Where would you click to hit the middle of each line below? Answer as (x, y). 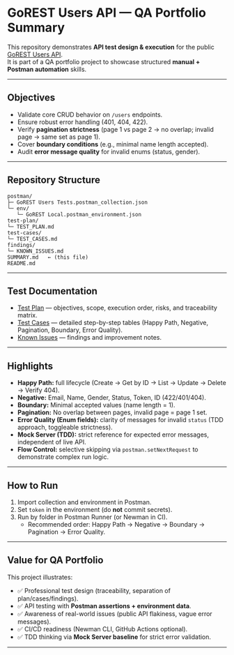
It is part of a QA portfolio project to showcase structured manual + (104, 61)
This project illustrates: (40, 577)
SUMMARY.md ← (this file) (48, 257)
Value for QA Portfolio (55, 560)
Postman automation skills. (47, 69)
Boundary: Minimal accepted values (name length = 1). (96, 405)
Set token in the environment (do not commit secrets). (95, 510)
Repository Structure (54, 180)
